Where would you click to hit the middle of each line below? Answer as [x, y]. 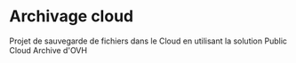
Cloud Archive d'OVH [48, 50]
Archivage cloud [72, 16]
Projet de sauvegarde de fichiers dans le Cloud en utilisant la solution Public [148, 41]
